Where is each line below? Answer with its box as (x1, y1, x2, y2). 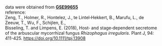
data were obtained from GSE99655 (5, 4, 78, 10)
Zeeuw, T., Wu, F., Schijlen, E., (5, 20, 66, 25)
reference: (5, 9, 26, 15)
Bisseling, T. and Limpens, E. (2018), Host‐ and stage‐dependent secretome (5, 25, 157, 31)
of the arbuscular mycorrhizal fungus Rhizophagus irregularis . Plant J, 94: (5, 30, 154, 36)
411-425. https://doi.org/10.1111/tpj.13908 (5, 35, 86, 41)
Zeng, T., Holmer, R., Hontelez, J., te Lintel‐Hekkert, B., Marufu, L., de (5, 15, 144, 20)
